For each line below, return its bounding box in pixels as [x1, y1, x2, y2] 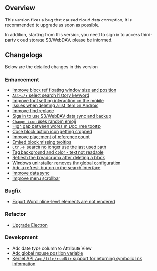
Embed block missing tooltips [12, 139, 72, 145]
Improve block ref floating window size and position [12, 87, 116, 93]
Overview [5, 4, 36, 12]
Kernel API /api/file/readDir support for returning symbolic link [12, 255, 142, 261]
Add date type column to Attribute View [12, 245, 92, 251]
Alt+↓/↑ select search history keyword [12, 92, 89, 98]
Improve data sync [12, 170, 50, 176]
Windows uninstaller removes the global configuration [12, 160, 121, 166]
